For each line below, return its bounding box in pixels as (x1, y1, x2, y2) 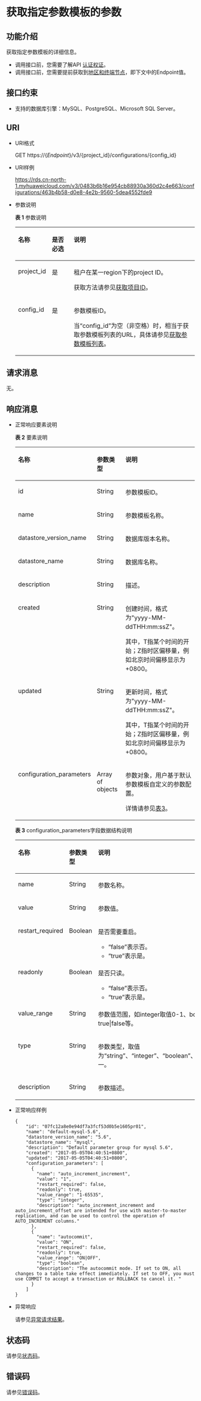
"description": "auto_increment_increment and (36, 1202, 155, 1209)
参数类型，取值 (98, 1042, 141, 1051)
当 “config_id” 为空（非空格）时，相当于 (74, 321, 184, 330)
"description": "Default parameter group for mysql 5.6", (26, 1145, 173, 1151)
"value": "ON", (36, 1239, 75, 1245)
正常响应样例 (14, 1106, 47, 1114)
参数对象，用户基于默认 (125, 771, 191, 779)
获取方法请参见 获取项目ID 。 (74, 283, 152, 291)
